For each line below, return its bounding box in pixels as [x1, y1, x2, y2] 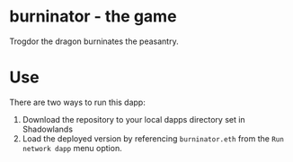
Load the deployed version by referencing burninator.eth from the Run [22, 132, 285, 144]
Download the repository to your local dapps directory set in [22, 114, 245, 124]
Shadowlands [22, 124, 74, 134]
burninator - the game [9, 6, 177, 27]
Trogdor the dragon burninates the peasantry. [9, 36, 179, 47]
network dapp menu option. [22, 142, 123, 153]
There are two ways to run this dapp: [9, 97, 146, 107]
